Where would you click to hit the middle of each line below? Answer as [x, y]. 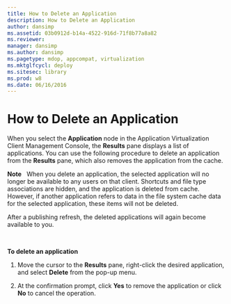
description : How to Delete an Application [71, 20]
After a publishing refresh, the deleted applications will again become [107, 217]
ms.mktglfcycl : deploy [40, 65]
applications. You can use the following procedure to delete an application [113, 153]
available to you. [31, 225]
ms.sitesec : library [37, 72]
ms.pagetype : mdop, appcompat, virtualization [76, 59]
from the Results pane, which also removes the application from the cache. [115, 161]
